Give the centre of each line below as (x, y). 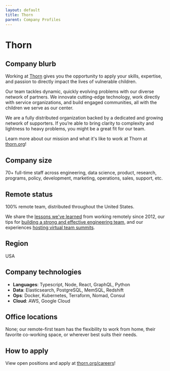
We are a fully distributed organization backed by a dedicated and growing (84, 118)
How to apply (27, 351)
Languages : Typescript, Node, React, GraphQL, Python (71, 284)
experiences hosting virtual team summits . (50, 227)
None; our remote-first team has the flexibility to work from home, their (80, 329)
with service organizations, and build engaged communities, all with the (81, 103)
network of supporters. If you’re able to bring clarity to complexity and (80, 123)
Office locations (32, 317)
